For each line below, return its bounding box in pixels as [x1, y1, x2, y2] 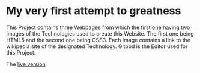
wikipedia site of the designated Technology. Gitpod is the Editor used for [6, 43, 188, 50]
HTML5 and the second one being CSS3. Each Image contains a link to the [6, 36, 191, 43]
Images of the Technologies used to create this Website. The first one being [6, 30, 194, 37]
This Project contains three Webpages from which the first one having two [6, 24, 190, 31]
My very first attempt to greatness [6, 4, 181, 18]
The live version [6, 61, 46, 68]
